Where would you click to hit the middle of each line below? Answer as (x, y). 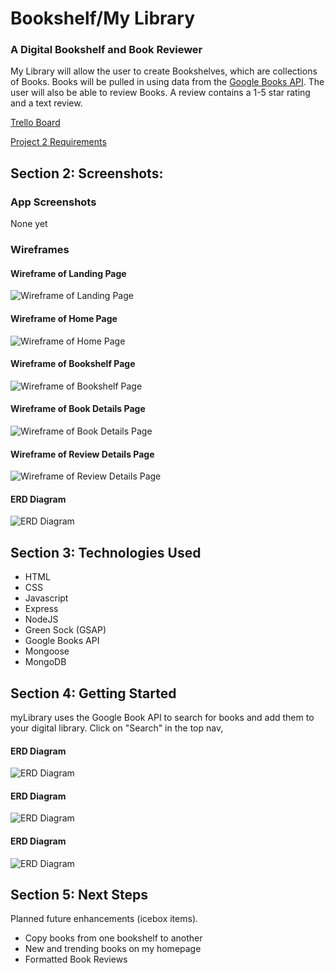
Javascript (46, 598)
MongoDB (45, 662)
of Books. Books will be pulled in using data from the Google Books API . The (167, 82)
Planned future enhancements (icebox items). (104, 919)
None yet (29, 224)
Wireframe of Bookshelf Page (73, 364)
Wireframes (40, 250)
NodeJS (41, 619)
